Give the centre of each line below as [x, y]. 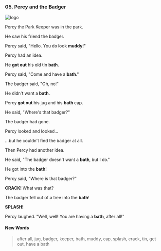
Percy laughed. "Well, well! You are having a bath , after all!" [65, 217]
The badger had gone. [27, 122]
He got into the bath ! [26, 169]
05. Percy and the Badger [36, 7]
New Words [17, 228]
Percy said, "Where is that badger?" [41, 179]
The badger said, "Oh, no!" [32, 84]
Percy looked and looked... [32, 131]
